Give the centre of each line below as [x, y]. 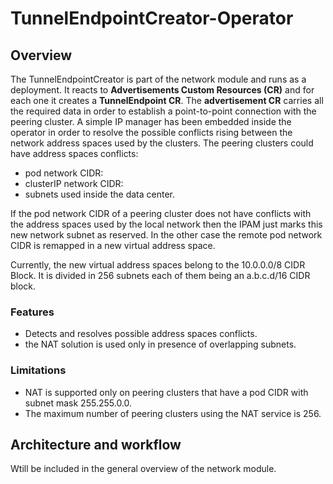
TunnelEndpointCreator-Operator [152, 18]
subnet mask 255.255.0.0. [78, 403]
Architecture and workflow [96, 444]
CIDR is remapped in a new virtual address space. [113, 245]
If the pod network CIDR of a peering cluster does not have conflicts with [161, 213]
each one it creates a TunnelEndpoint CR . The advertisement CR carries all [167, 100]
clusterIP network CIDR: [74, 183]
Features [32, 312]
